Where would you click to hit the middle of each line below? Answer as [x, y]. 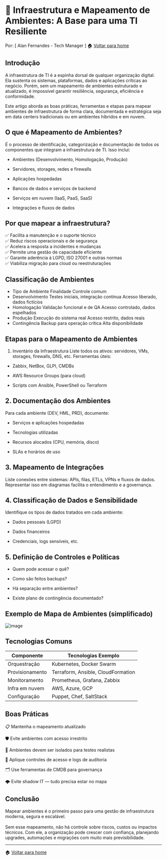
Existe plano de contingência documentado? [58, 598]
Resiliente [26, 31]
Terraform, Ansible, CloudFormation [93, 672]
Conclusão [22, 799]
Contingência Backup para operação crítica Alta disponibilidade [78, 323]
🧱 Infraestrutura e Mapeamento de [78, 10]
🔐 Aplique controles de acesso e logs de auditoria [56, 759]
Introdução [23, 63]
